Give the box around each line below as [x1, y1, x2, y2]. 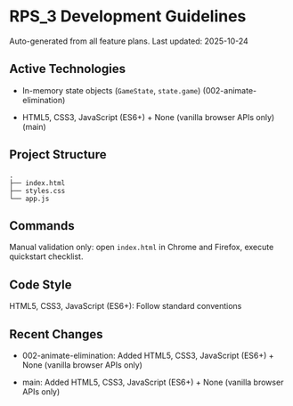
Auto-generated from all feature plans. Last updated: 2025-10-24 [9, 36, 249, 46]
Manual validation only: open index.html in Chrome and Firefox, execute [9, 242, 274, 253]
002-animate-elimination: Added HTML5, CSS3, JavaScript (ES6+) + [21, 350, 274, 361]
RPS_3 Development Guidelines [9, 6, 247, 27]
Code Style [9, 277, 72, 292]
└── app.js [9, 194, 50, 203]
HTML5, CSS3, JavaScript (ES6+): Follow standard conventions [9, 301, 242, 312]
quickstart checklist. [9, 251, 84, 262]
